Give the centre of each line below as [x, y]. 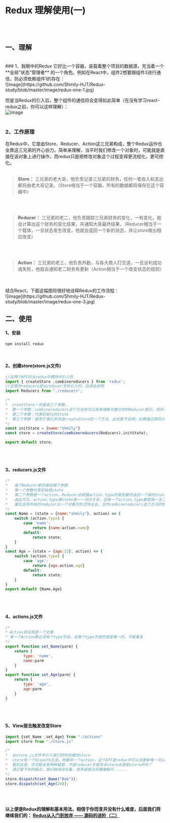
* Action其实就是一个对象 [30, 632]
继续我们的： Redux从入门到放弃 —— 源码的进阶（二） [62, 815]
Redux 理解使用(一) [46, 10]
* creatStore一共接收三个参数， [37, 405]
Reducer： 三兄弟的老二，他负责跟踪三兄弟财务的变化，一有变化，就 [89, 218]
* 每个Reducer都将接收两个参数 [37, 486]
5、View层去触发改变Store [33, 726]
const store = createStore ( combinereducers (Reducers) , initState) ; [77, 433]
